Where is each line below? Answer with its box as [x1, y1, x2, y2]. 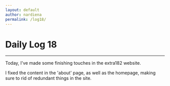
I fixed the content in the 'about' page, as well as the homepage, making [5, 70, 156, 76]
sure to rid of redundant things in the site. [5, 75, 92, 81]
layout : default [5, 7, 39, 13]
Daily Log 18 [5, 38, 57, 50]
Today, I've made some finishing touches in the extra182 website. [5, 60, 142, 66]
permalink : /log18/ [5, 17, 47, 22]
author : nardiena [5, 12, 42, 17]
